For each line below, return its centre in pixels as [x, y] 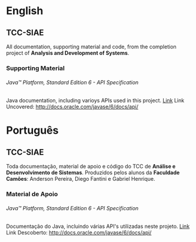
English [25, 11]
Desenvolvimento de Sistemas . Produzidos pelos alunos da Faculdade [93, 173]
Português [32, 130]
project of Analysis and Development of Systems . [68, 53]
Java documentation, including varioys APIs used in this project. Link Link [95, 101]
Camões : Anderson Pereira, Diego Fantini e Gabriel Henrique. [81, 179]
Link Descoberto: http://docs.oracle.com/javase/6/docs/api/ [79, 233]
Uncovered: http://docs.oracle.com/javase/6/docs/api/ [72, 107]
